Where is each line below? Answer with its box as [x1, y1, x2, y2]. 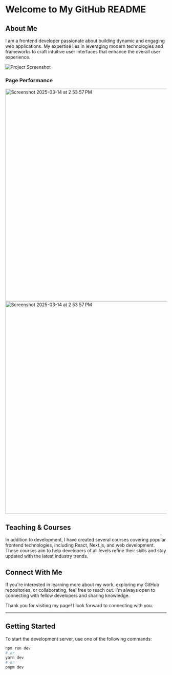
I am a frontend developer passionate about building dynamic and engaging [5, 38, 165, 44]
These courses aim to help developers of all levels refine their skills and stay [5, 548, 166, 554]
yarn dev [5, 655, 24, 661]
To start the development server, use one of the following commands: [5, 635, 152, 642]
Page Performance [5, 77, 53, 84]
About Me [5, 24, 37, 33]
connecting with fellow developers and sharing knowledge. [5, 592, 130, 598]
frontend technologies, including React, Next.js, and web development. [5, 542, 155, 548]
